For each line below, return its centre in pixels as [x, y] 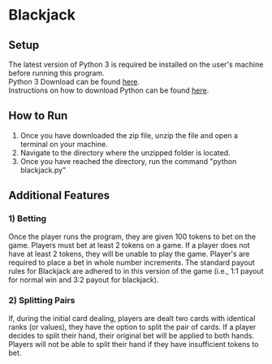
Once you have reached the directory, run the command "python [128, 161]
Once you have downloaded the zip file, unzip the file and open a [129, 135]
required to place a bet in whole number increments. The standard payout [132, 262]
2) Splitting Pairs [42, 301]
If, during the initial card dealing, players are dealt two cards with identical [132, 318]
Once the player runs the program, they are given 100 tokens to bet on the [132, 236]
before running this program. [56, 73]
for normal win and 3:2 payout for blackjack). [84, 279]
